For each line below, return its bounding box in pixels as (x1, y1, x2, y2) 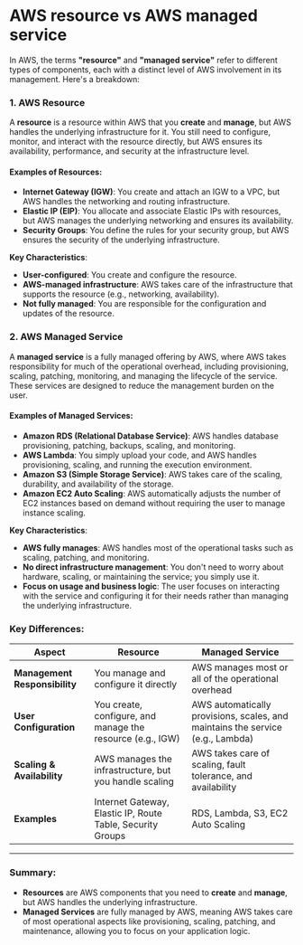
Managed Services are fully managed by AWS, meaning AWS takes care (22, 906, 293, 917)
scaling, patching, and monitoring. (22, 552, 150, 562)
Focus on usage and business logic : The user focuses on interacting (22, 581, 280, 591)
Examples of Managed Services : (9, 411, 133, 421)
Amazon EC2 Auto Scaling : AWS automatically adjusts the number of (22, 487, 281, 498)
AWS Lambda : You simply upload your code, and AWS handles (22, 449, 257, 460)
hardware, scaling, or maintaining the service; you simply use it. (22, 571, 260, 581)
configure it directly (94, 678, 178, 691)
